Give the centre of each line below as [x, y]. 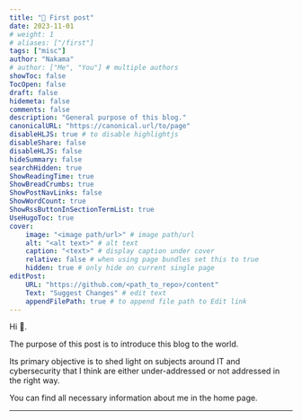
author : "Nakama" [42, 59]
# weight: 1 [31, 34]
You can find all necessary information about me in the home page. [133, 398]
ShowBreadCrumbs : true [52, 185]
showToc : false [38, 76]
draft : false [34, 92]
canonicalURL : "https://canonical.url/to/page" [100, 127]
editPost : [28, 276]
